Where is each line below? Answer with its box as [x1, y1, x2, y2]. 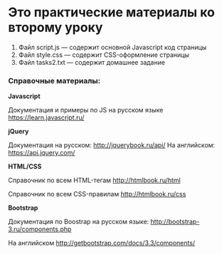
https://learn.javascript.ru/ [8, 113, 85, 122]
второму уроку [8, 19, 103, 36]
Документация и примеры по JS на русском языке [8, 106, 164, 115]
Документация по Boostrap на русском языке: [8, 218, 149, 226]
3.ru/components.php [8, 225, 72, 233]
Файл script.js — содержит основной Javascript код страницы [18, 43, 207, 51]
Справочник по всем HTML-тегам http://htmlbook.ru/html [8, 176, 181, 185]
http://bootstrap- [150, 218, 200, 226]
